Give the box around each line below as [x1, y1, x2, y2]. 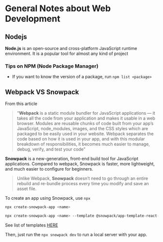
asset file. [16, 186, 37, 192]
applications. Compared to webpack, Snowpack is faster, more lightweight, [5, 161, 155, 167]
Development [5, 13, 61, 24]
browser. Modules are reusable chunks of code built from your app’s [16, 121, 154, 126]
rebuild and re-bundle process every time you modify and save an [16, 181, 149, 187]
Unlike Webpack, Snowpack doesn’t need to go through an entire [16, 175, 148, 181]
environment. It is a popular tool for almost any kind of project [5, 51, 129, 56]
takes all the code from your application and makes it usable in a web [16, 115, 155, 121]
